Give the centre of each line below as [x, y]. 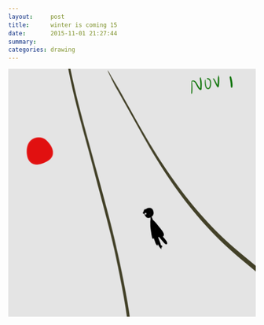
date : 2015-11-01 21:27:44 [63, 33]
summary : [22, 42]
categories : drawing [42, 50]
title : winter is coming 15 [63, 25]
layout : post [37, 17]
